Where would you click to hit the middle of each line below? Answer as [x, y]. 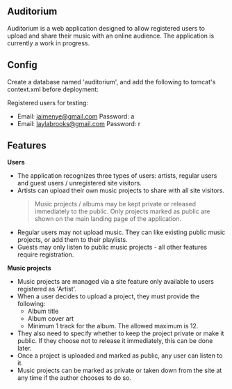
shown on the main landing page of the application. [108, 219]
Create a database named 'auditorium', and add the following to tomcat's [111, 82]
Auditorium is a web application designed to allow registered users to [106, 28]
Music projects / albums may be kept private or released [115, 204]
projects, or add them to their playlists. [72, 240]
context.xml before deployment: [53, 89]
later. [25, 349]
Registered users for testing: [48, 102]
